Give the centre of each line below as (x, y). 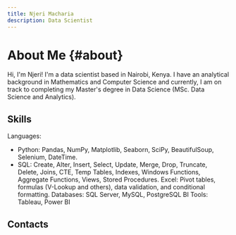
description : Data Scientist (50, 20)
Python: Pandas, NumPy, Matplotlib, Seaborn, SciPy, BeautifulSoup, (116, 150)
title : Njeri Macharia (41, 14)
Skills (19, 119)
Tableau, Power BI (44, 202)
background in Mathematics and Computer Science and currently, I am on (114, 82)
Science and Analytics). (42, 97)
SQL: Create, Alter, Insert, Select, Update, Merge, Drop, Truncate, (112, 165)
